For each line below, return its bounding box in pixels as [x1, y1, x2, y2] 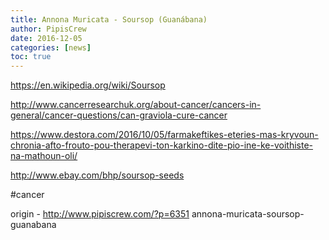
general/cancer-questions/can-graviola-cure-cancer [10, 109, 228, 121]
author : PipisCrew [10, 24, 87, 34]
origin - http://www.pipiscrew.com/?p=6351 [10, 208, 190, 220]
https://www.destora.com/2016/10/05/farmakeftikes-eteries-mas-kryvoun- [10, 129, 319, 141]
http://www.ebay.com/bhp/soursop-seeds [10, 169, 185, 181]
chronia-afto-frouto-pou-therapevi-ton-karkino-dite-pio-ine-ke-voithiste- [10, 139, 313, 151]
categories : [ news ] [10, 42, 92, 53]
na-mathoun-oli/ [10, 150, 78, 162]
